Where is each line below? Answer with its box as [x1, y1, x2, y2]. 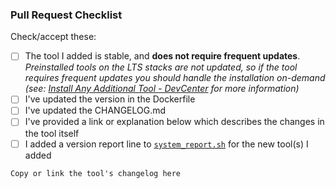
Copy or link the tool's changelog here [10, 168, 182, 178]
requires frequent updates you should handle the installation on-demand [24, 72, 326, 84]
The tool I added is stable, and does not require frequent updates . [24, 50, 301, 62]
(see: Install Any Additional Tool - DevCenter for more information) [24, 83, 300, 95]
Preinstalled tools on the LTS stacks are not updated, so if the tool [24, 61, 298, 73]
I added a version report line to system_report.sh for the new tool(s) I [24, 138, 309, 150]
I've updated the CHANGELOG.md [24, 104, 167, 117]
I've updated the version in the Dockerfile [24, 93, 196, 105]
